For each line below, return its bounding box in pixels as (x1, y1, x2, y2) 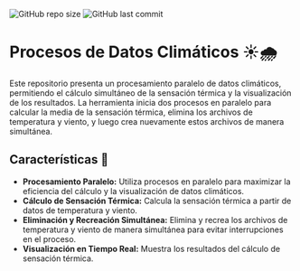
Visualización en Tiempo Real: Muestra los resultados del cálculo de (22, 243, 281, 254)
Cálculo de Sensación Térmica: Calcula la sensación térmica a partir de (22, 195, 292, 206)
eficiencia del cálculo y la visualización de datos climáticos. (22, 185, 245, 196)
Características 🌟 (9, 152, 109, 167)
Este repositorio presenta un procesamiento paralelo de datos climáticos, (9, 78, 282, 89)
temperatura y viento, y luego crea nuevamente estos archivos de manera (9, 116, 285, 126)
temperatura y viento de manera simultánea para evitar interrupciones (22, 224, 284, 235)
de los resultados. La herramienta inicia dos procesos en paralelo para (9, 97, 272, 107)
